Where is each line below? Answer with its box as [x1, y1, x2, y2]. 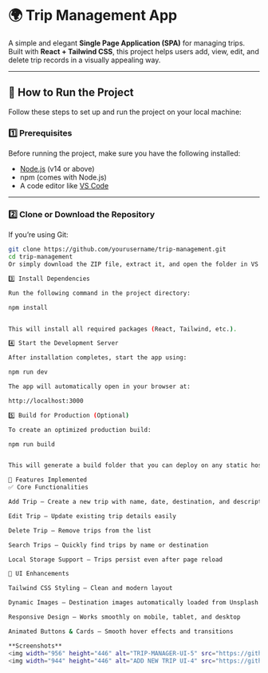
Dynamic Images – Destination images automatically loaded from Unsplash [8, 599, 259, 607]
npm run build [8, 440, 56, 448]
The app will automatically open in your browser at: [8, 382, 191, 391]
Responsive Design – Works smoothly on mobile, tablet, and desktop [8, 613, 241, 621]
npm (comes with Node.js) [19, 172, 108, 182]
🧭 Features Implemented [8, 476, 88, 484]
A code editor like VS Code [19, 181, 109, 191]
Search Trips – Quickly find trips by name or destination [8, 540, 209, 549]
